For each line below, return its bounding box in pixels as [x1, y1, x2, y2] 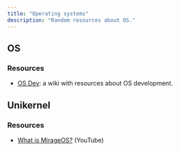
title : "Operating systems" [7, 10, 89, 17]
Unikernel [7, 99, 51, 111]
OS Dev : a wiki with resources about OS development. [17, 79, 173, 88]
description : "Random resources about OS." [7, 17, 136, 24]
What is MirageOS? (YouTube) [17, 136, 105, 144]
